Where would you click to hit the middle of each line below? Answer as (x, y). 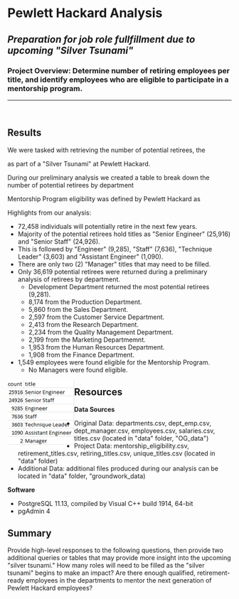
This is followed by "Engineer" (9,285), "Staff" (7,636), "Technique (115, 249)
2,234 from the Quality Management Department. (101, 332)
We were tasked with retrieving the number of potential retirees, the (106, 150)
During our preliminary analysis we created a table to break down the (108, 177)
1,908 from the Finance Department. (81, 355)
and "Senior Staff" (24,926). (59, 241)
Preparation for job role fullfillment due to (101, 39)
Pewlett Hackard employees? (50, 588)
